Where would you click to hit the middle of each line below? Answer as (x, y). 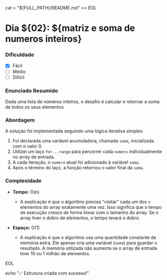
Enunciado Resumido (32, 90)
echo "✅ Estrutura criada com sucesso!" (47, 273)
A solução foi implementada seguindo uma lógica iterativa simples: (74, 131)
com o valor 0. (27, 146)
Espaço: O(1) (26, 227)
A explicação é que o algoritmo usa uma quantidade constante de (88, 237)
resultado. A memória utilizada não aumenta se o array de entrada (89, 248)
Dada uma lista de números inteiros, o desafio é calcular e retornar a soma (82, 102)
